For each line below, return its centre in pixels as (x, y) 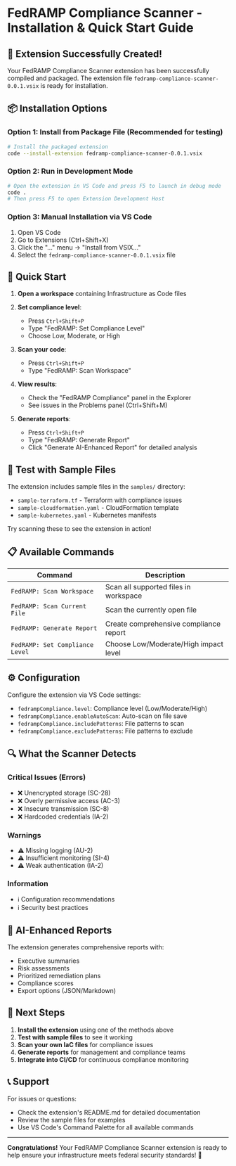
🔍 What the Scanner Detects (72, 754)
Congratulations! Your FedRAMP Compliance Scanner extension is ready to (117, 1147)
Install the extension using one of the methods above (96, 1030)
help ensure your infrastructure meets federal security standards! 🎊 (105, 1155)
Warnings (24, 835)
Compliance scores (45, 983)
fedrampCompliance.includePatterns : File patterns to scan (101, 723)
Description (165, 575)
